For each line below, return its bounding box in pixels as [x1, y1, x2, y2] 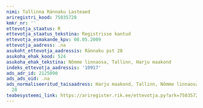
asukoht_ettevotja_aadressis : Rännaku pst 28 [6, 48, 123, 54]
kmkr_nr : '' [6, 20, 36, 26]
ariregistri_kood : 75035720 [6, 14, 77, 20]
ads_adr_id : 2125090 [6, 70, 59, 76]
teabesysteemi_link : [6, 92, 59, 98]
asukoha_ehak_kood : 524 [6, 53, 66, 59]
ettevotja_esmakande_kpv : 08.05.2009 [6, 37, 101, 43]
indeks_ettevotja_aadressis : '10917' [6, 64, 101, 71]
